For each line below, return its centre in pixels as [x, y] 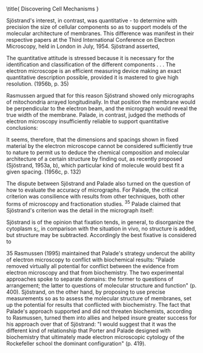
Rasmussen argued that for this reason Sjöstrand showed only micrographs [101, 96]
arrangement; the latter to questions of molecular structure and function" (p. [101, 285]
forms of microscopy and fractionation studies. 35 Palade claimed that [94, 203]
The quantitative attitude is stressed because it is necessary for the [90, 58]
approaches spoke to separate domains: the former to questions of [90, 279]
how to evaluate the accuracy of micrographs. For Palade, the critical [92, 190]
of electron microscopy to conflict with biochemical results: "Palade [91, 260]
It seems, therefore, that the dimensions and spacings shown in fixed [92, 140]
